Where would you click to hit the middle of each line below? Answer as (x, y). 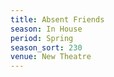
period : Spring (42, 38)
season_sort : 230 (46, 47)
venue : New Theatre (51, 57)
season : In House (46, 29)
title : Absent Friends (57, 19)
